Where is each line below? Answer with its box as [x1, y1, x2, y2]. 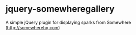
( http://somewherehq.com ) [5, 24, 60, 30]
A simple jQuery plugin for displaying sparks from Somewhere [5, 19, 132, 25]
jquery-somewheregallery [5, 3, 115, 15]
